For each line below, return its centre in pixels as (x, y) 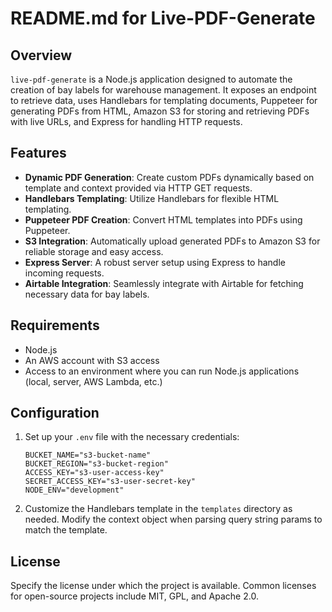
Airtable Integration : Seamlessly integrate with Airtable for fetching (164, 283)
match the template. (66, 530)
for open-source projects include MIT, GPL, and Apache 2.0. (134, 596)
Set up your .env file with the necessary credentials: (132, 437)
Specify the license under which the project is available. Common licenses (163, 586)
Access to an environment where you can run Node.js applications (162, 371)
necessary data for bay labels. (87, 294)
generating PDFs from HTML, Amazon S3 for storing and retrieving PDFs (160, 111)
